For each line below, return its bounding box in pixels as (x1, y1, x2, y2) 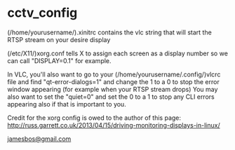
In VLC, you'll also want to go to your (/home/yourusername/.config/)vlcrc (7, 70, 221, 79)
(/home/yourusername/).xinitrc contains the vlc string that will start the (7, 28, 212, 36)
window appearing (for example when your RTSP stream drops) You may (7, 85, 218, 93)
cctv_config (7, 5, 78, 21)
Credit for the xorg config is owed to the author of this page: (7, 114, 181, 122)
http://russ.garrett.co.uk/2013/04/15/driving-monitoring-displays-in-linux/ (7, 121, 220, 129)
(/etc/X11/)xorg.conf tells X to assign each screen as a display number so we (7, 49, 228, 57)
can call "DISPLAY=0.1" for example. (7, 56, 112, 64)
